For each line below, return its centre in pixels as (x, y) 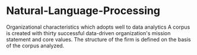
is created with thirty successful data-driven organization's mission (88, 33)
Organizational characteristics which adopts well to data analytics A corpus (98, 27)
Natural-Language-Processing (83, 11)
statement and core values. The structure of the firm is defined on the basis (99, 39)
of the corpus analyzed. (35, 46)
